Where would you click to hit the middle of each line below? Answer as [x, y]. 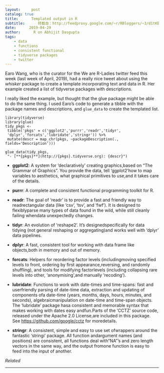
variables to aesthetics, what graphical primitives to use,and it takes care [85, 176]
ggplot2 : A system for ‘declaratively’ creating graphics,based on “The [82, 165]
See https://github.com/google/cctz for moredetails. [64, 321]
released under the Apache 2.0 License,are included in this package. [81, 316]
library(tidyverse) [25, 118]
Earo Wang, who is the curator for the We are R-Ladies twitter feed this [76, 73]
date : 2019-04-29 [28, 28]
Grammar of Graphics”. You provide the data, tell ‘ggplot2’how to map [82, 171]
